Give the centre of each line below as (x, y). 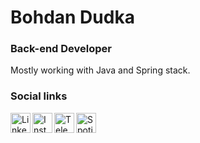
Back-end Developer (61, 49)
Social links (39, 96)
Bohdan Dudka (72, 17)
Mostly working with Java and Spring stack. (100, 70)
